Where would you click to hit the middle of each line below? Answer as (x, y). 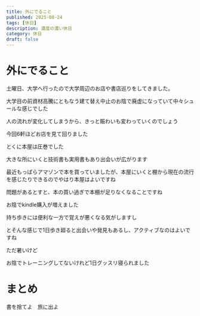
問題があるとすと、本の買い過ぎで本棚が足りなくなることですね (84, 192)
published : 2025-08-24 (34, 17)
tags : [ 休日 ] (21, 23)
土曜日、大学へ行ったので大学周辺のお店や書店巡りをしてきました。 (90, 88)
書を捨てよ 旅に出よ (32, 306)
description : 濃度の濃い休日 (39, 28)
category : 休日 (24, 34)
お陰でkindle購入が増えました (42, 205)
